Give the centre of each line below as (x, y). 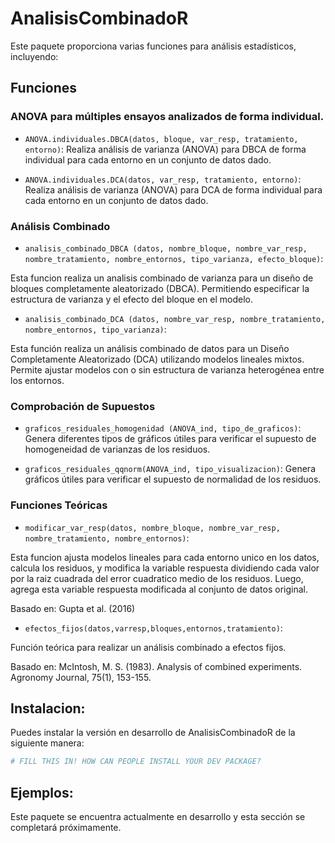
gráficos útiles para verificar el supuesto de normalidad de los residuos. (173, 479)
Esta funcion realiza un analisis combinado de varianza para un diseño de (162, 278)
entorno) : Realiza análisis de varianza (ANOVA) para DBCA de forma (165, 149)
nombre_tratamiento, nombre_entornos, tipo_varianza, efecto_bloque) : (174, 258)
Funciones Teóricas (59, 505)
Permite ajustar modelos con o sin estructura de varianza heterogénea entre (167, 369)
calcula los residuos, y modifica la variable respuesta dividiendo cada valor (165, 568)
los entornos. (37, 380)
